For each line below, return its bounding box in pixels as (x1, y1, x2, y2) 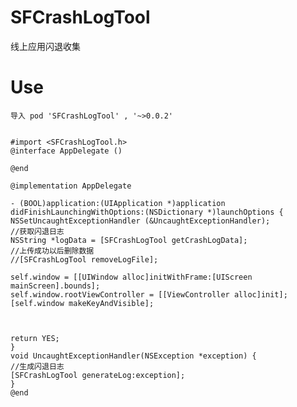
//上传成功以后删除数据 (10, 246, 95, 256)
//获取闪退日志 (10, 226, 65, 236)
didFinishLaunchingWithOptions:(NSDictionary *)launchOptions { (10, 207, 284, 217)
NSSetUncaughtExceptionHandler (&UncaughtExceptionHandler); (10, 216, 271, 226)
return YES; (10, 333, 60, 343)
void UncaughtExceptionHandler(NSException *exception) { (10, 351, 257, 361)
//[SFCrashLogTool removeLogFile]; (10, 254, 159, 265)
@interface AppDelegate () (10, 146, 123, 156)
